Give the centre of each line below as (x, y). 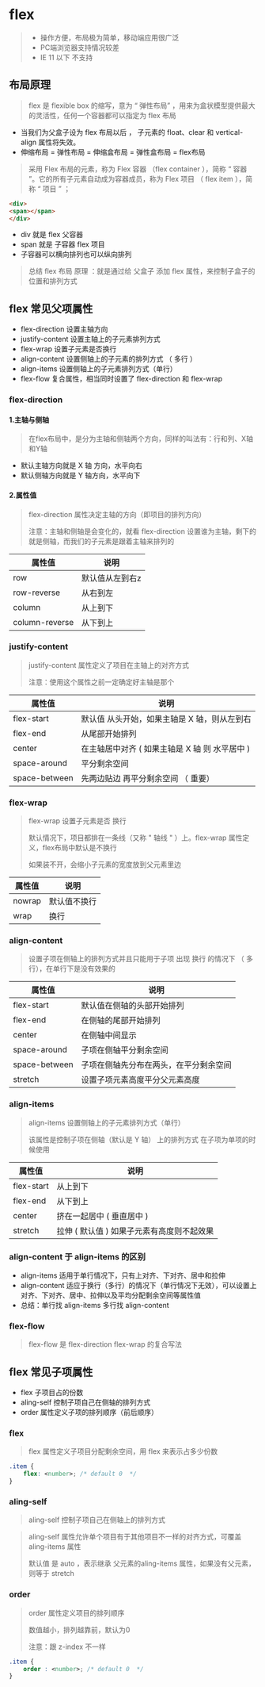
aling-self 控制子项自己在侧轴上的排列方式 (97, 1520)
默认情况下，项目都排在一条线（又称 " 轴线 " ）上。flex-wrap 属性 (135, 838)
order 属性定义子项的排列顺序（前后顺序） (89, 1413)
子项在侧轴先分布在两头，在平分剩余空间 (156, 1065)
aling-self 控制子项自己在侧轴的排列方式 (85, 1402)
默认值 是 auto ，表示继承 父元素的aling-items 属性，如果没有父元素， (142, 1563)
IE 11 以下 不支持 (66, 57)
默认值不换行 (73, 902)
